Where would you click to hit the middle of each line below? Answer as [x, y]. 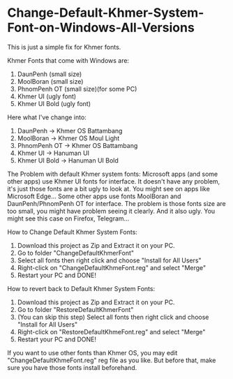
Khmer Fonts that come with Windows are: [68, 60]
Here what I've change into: [47, 117]
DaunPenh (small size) [50, 74]
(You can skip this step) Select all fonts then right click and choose [113, 317]
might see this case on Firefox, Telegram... [68, 218]
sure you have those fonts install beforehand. [72, 367]
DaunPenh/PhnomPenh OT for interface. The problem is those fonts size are [117, 203]
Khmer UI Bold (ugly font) [54, 103]
